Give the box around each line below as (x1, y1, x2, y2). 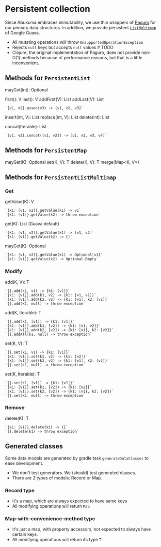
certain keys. (12, 531, 38, 537)
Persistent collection (5, 3, 91, 15)
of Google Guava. (5, 30, 40, 35)
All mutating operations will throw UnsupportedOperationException (12, 39, 143, 45)
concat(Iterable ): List (5, 123, 47, 129)
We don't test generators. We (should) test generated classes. (12, 470, 137, 476)
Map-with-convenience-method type (5, 515, 96, 522)
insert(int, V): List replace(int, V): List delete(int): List (5, 114, 110, 120)
